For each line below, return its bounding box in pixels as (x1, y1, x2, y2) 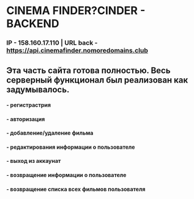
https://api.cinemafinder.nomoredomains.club (6, 47, 148, 55)
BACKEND (6, 17, 59, 31)
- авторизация (6, 115, 45, 122)
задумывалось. (6, 84, 70, 95)
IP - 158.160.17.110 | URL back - (6, 39, 98, 47)
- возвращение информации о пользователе (6, 171, 127, 179)
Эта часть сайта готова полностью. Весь (6, 65, 171, 75)
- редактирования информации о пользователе (6, 143, 135, 151)
